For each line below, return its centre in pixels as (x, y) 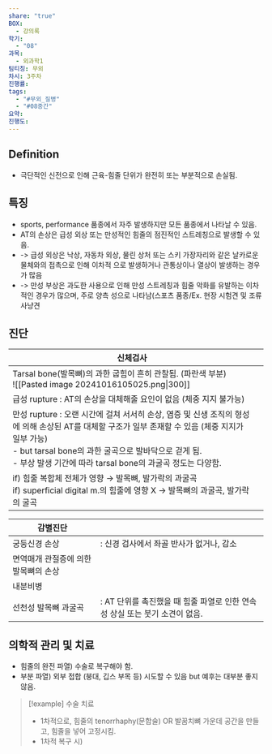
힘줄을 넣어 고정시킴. (84, 731)
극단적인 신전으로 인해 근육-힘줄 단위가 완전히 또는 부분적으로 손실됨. (129, 174)
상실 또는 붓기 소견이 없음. (156, 614)
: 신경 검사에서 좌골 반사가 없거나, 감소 (168, 544)
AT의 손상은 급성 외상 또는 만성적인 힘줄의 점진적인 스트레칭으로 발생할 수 (136, 234)
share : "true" (32, 16)
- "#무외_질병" (38, 99)
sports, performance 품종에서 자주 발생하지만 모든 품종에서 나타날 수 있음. (138, 224)
